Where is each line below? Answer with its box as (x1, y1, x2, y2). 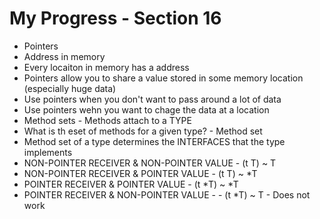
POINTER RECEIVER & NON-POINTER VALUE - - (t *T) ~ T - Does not (23, 188, 311, 201)
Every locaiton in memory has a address (23, 61, 190, 73)
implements (23, 146, 73, 158)
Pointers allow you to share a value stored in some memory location (23, 72, 304, 84)
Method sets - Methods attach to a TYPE (23, 114, 192, 126)
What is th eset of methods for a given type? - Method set (23, 125, 263, 137)
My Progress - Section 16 (9, 7, 222, 30)
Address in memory (23, 50, 106, 62)
